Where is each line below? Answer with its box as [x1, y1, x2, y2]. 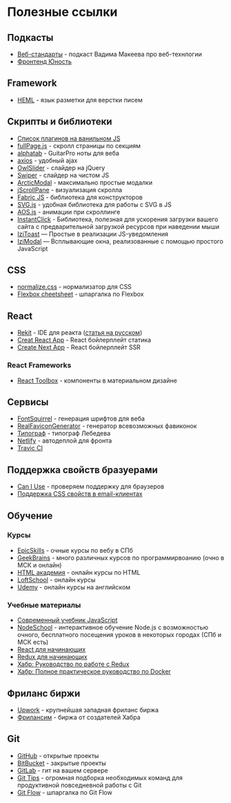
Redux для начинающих [17, 653, 88, 661]
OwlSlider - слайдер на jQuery [17, 163, 106, 172]
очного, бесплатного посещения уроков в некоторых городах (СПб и [17, 631, 222, 639]
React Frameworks [7, 360, 72, 370]
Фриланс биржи [7, 687, 81, 699]
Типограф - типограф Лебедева [17, 430, 111, 438]
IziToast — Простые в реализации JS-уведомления [17, 230, 169, 238]
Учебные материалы [7, 600, 81, 609]
